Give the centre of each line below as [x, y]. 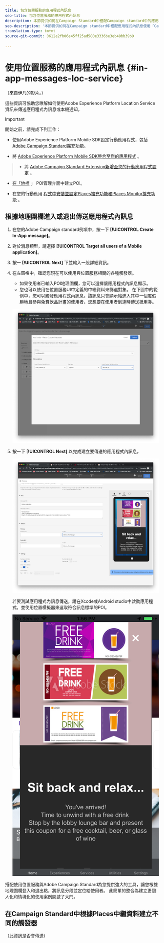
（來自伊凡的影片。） [25, 93]
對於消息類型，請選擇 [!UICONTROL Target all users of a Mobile [77, 246]
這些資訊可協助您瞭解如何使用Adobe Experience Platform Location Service [80, 103]
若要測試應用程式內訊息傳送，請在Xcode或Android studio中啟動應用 [80, 601]
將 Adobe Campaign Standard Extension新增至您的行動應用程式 [88, 166]
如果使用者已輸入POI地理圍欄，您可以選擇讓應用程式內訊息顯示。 [85, 283]
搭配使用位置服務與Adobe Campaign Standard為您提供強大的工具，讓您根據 [82, 885]
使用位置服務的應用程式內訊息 [65, 68]
